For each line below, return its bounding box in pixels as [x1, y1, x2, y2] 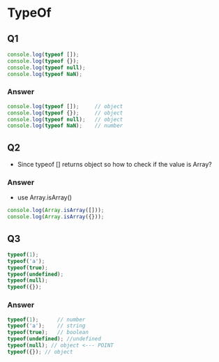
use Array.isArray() [17, 193, 72, 202]
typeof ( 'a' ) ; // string [7, 322, 86, 329]
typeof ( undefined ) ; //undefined [7, 335, 101, 342]
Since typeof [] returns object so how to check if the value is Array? [17, 160, 212, 169]
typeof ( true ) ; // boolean [7, 329, 89, 336]
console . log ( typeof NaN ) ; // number [7, 122, 123, 130]
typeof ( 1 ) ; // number [7, 316, 86, 323]
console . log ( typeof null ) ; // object [7, 116, 123, 123]
